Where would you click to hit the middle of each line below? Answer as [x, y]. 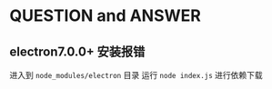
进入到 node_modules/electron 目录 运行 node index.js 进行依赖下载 [136, 75]
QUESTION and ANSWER [106, 16]
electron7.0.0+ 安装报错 [77, 51]
